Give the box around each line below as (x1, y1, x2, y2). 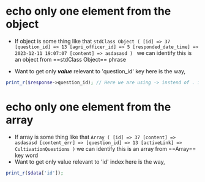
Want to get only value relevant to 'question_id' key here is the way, (14, 67, 186, 75)
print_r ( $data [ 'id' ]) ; (6, 170, 64, 176)
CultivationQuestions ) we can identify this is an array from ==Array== (14, 145, 196, 152)
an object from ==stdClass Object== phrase (14, 56, 127, 63)
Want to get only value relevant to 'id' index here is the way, (14, 158, 166, 166)
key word (14, 151, 39, 159)
